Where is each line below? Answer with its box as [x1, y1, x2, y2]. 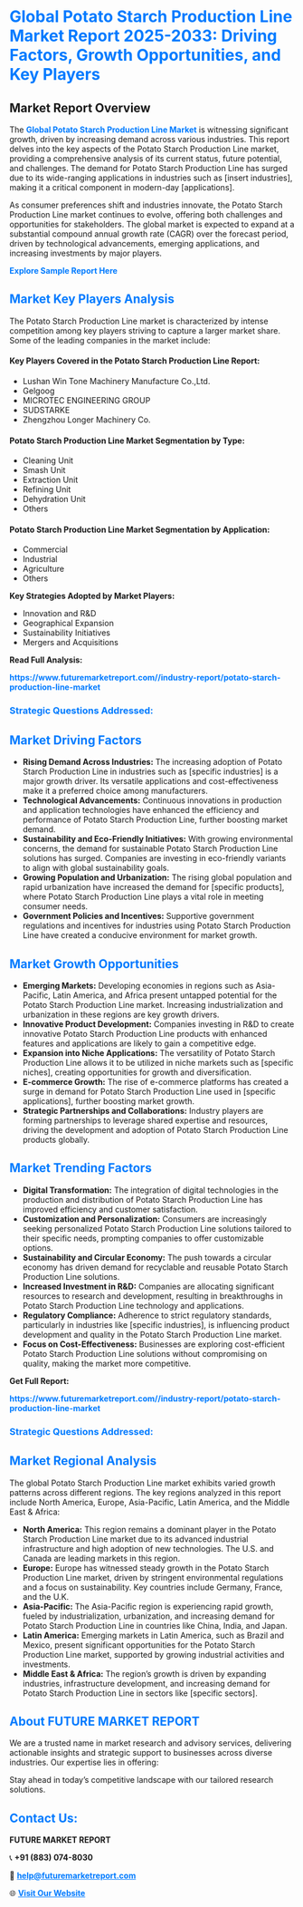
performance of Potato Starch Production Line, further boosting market [22, 814, 288, 826]
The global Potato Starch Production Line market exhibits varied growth [9, 1477, 276, 1488]
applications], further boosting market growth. [22, 1095, 195, 1107]
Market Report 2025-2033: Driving [9, 25, 278, 46]
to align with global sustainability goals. [22, 863, 170, 874]
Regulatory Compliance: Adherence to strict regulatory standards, [22, 1310, 272, 1321]
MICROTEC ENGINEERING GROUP [22, 395, 151, 406]
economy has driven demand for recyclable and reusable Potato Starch [22, 1262, 289, 1273]
